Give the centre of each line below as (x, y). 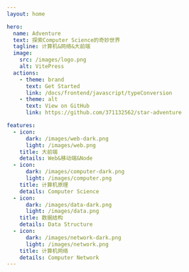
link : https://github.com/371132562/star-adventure (103, 113)
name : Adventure (37, 33)
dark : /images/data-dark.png (69, 205)
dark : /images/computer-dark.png (75, 172)
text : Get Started (53, 86)
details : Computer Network (59, 257)
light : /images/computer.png (69, 178)
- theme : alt (39, 99)
